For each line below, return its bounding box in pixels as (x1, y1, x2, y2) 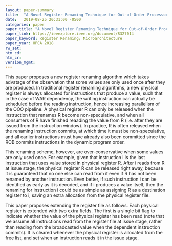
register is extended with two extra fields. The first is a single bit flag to (5, 208, 155, 214)
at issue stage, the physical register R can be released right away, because (5, 165, 164, 171)
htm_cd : (5, 50, 22, 55)
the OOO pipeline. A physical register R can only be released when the (5, 106, 154, 113)
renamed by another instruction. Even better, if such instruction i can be (5, 176, 157, 182)
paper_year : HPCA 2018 (5, 41, 54, 46)
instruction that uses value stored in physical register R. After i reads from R (5, 160, 165, 166)
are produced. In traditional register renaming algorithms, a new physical (5, 85, 159, 91)
